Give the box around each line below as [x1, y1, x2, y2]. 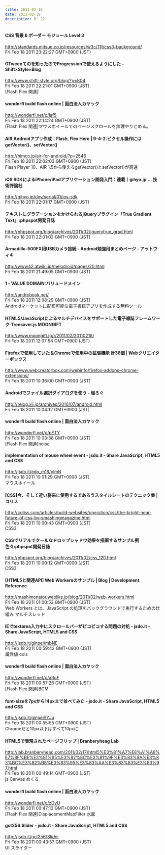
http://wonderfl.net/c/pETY [5, 429, 60, 435]
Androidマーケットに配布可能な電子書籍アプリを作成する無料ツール [5, 303, 142, 309]
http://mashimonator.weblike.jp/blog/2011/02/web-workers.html [5, 594, 134, 600]
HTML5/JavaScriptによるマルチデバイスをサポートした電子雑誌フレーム [5, 315, 152, 321]
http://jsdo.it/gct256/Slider [5, 833, 59, 839]
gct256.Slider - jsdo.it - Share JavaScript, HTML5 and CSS [5, 822, 128, 829]
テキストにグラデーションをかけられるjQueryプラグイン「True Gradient [5, 211, 152, 217]
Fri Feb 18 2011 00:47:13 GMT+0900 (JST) [5, 805, 91, 811]
